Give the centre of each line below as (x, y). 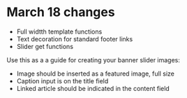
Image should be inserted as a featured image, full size (96, 73)
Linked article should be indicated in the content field (93, 88)
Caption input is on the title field (62, 80)
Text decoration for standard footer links (75, 38)
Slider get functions (45, 46)
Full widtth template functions (59, 31)
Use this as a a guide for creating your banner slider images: (93, 59)
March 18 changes (61, 12)
